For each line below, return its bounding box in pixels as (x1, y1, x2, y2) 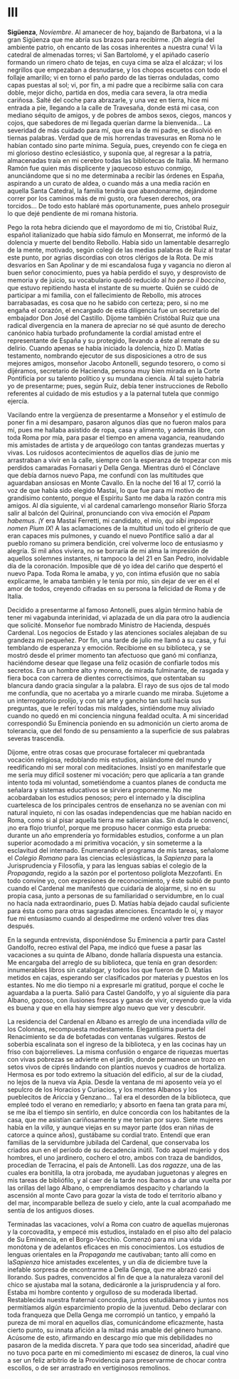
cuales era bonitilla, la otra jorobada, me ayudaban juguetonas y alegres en (7, 1168, 228, 1177)
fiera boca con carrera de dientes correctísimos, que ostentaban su (7, 673, 206, 682)
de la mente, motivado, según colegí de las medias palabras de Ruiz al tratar (7, 245, 231, 254)
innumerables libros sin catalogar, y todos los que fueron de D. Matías (7, 965, 212, 974)
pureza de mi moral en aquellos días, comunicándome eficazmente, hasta (7, 1318, 224, 1326)
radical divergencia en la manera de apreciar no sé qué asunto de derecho (7, 321, 226, 329)
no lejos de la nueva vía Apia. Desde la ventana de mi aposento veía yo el (7, 1077, 222, 1086)
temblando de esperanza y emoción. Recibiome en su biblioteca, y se (7, 643, 211, 651)
